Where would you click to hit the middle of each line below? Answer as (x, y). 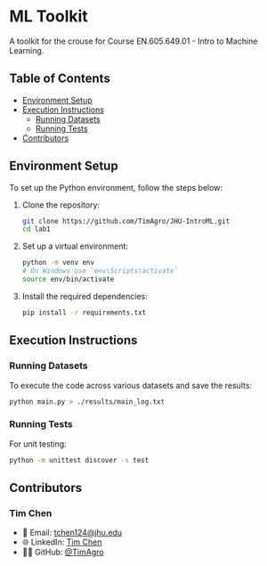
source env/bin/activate (68, 279)
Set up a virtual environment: (75, 246)
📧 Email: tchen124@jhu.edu (72, 533)
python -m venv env (58, 263)
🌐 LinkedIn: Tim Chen (62, 542)
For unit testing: (38, 444)
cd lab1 (36, 229)
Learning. (27, 50)
